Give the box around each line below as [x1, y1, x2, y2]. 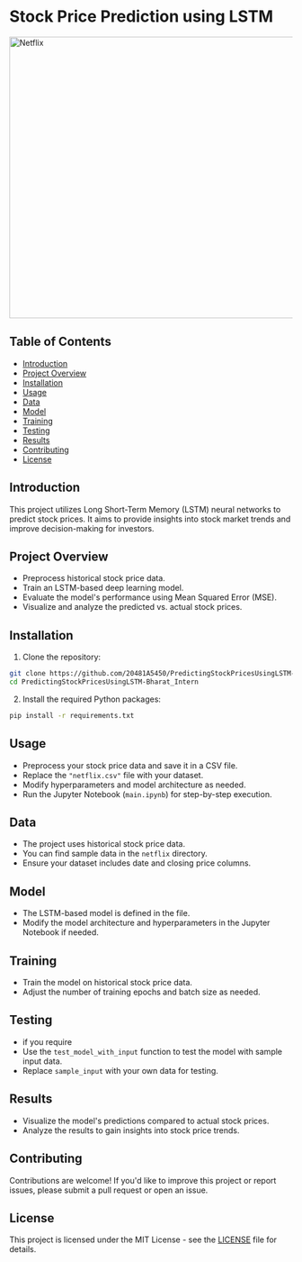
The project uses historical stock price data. [22, 839, 186, 849]
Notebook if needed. [22, 927, 99, 938]
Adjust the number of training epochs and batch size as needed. [22, 986, 261, 997]
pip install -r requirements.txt [9, 711, 135, 720]
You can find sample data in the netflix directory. [22, 849, 209, 859]
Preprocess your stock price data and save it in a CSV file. [22, 759, 238, 771]
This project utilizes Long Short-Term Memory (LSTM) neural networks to [9, 504, 281, 514]
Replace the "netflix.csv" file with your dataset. [22, 769, 204, 780]
